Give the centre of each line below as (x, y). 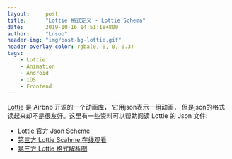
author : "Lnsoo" (38, 34)
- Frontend (36, 86)
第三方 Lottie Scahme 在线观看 (62, 140)
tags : (15, 54)
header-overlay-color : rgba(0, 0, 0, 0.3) (71, 47)
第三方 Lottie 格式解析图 (52, 148)
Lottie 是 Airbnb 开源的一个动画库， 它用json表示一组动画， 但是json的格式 (116, 107)
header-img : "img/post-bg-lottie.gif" (64, 40)
